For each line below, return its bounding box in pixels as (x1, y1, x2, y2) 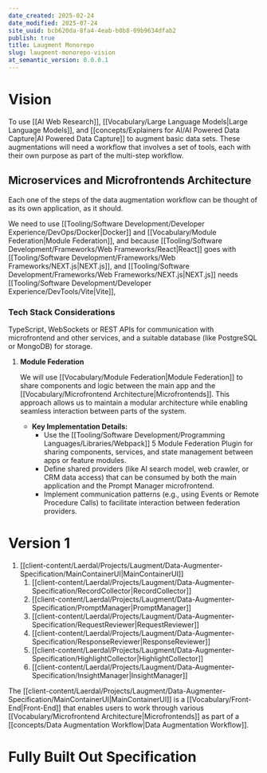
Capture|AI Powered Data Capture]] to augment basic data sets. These (8, 133, 241, 143)
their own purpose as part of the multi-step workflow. (8, 151, 184, 160)
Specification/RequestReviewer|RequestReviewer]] (31, 619, 199, 630)
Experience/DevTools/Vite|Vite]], (8, 286, 116, 296)
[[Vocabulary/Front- (187, 694, 252, 704)
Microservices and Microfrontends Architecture (8, 174, 252, 187)
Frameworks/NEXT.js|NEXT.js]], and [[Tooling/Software (8, 261, 190, 271)
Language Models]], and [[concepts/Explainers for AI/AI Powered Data (8, 125, 240, 135)
